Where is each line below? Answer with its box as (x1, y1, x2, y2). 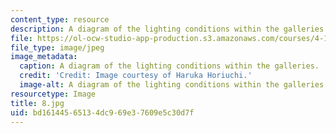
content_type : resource (10, 14, 110, 25)
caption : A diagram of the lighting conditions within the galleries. (19, 61, 320, 71)
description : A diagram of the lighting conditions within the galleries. (10, 24, 329, 34)
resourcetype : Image (10, 89, 97, 99)
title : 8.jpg (10, 98, 65, 108)
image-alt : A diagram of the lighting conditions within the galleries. (19, 80, 329, 90)
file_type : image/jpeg (10, 42, 105, 53)
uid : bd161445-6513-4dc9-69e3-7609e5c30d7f (10, 107, 195, 118)
